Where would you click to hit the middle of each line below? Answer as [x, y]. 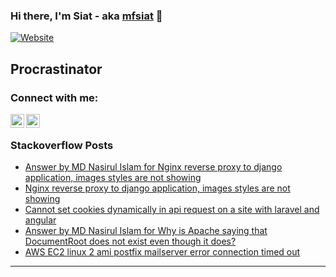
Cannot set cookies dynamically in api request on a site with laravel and [172, 210]
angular [40, 220]
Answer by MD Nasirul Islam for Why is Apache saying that [146, 231]
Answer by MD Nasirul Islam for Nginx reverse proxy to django [153, 167]
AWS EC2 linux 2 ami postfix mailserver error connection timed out [162, 252]
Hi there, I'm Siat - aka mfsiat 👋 [86, 16]
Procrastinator [56, 69]
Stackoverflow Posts [62, 145]
